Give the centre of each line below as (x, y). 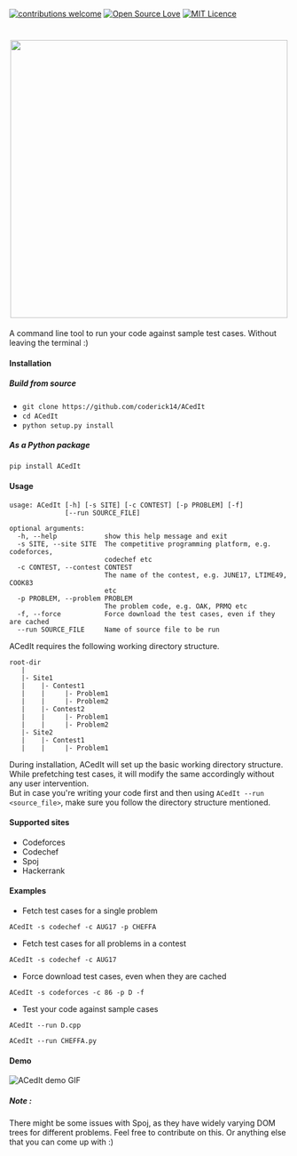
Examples (28, 891)
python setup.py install (68, 425)
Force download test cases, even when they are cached (124, 976)
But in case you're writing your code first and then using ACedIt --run (137, 792)
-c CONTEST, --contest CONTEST (75, 567)
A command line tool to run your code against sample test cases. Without (143, 333)
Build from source (43, 383)
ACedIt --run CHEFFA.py (53, 1041)
